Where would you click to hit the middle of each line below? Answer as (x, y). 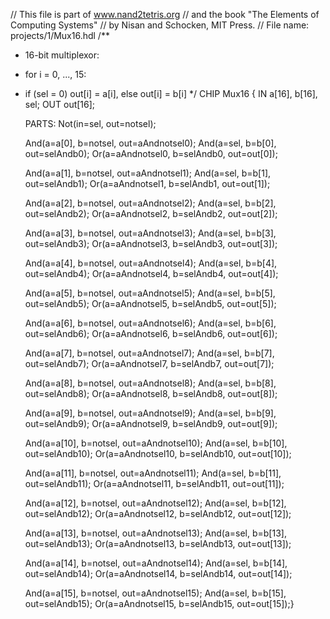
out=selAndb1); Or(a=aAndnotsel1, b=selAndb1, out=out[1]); (147, 183)
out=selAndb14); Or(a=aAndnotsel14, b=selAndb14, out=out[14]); (158, 573)
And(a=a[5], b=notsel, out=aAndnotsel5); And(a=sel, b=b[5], (150, 293)
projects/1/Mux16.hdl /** (60, 35)
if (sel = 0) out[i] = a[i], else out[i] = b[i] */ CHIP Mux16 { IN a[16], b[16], (171, 93)
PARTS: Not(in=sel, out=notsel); (90, 123)
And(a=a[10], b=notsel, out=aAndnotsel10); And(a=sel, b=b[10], (156, 443)
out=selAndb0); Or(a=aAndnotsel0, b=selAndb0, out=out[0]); (151, 153)
